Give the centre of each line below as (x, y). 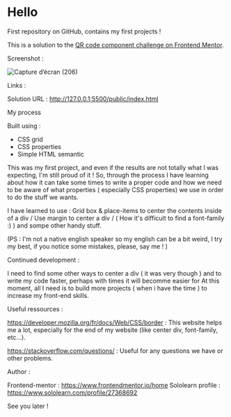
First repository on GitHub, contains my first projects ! (84, 31)
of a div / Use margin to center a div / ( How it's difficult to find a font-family (116, 218)
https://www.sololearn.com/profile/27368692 (72, 392)
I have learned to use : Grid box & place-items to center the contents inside (115, 210)
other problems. (30, 358)
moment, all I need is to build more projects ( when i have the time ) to (107, 288)
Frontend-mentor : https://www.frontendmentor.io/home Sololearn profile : (114, 385)
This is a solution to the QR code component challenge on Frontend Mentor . (115, 45)
